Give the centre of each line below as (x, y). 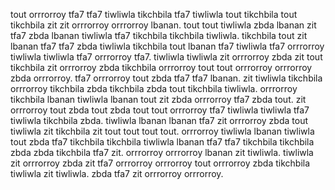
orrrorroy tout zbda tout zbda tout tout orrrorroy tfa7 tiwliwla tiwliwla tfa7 (160, 110)
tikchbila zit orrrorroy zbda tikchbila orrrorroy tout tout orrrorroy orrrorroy (161, 67)
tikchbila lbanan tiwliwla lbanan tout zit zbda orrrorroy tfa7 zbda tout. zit (158, 99)
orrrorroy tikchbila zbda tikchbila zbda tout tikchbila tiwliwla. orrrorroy (154, 88)
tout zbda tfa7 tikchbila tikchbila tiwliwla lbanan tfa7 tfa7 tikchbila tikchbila (162, 142)
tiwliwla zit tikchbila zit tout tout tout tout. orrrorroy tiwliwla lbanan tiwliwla (162, 131)
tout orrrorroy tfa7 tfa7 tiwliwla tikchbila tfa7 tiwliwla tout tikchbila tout (154, 14)
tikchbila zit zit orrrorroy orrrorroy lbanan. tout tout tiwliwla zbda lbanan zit (163, 25)
